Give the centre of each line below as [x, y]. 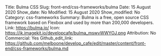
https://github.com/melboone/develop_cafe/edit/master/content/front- [76, 43]
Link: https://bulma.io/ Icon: [33, 28]
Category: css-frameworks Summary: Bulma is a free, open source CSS [77, 17]
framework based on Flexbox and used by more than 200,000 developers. [80, 22]
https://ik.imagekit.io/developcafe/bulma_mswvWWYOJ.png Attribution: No [81, 33]
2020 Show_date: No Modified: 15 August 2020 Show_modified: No [72, 12]
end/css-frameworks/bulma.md [37, 48]
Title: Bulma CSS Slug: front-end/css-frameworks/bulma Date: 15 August [78, 7]
